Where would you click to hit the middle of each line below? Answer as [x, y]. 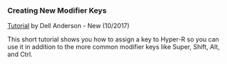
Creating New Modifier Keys [57, 11]
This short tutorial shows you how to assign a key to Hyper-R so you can [113, 39]
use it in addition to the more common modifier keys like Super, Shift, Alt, [113, 47]
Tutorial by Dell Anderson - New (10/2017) [68, 26]
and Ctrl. [20, 54]
